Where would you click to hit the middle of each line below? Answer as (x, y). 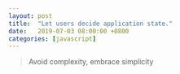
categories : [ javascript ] (52, 39)
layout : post (31, 16)
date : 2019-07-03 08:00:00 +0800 (69, 31)
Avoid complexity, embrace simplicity (91, 62)
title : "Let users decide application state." (91, 24)
